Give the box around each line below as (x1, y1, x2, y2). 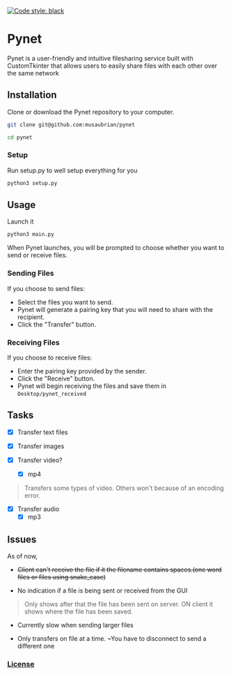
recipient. (17, 313, 45, 321)
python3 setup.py (7, 179, 58, 186)
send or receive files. (7, 251, 67, 260)
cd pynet (7, 133, 33, 141)
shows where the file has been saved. (24, 607, 134, 616)
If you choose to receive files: (7, 353, 93, 362)
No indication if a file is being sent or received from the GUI (17, 586, 188, 595)
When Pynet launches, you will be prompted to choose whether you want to (7, 244, 225, 252)
